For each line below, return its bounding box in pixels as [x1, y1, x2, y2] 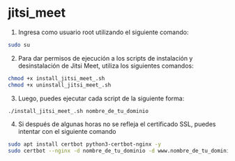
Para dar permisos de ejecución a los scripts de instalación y [17, 54, 193, 62]
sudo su [8, 41, 31, 48]
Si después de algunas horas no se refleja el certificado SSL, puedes [17, 120, 216, 128]
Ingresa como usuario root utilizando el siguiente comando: [17, 28, 189, 36]
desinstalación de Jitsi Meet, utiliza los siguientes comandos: [17, 61, 194, 70]
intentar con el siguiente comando [17, 128, 116, 136]
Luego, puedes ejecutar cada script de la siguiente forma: [17, 94, 185, 102]
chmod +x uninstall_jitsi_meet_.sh [8, 82, 112, 89]
